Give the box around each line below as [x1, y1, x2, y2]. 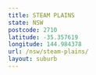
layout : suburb [8, 55, 58, 63]
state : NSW [8, 19, 44, 27]
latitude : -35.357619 [8, 33, 79, 41]
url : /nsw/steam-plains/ [8, 48, 89, 55]
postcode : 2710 [8, 26, 58, 34]
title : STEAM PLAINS [8, 11, 76, 20]
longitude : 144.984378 [8, 41, 82, 48]
